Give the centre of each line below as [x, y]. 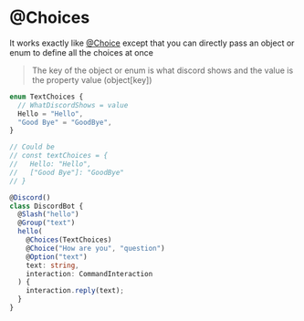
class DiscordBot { [47, 206]
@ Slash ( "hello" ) [48, 214]
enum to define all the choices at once [81, 52]
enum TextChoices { [47, 97]
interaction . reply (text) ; [75, 291]
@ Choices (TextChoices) [69, 240]
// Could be [32, 147]
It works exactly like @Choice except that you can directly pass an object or [152, 43]
